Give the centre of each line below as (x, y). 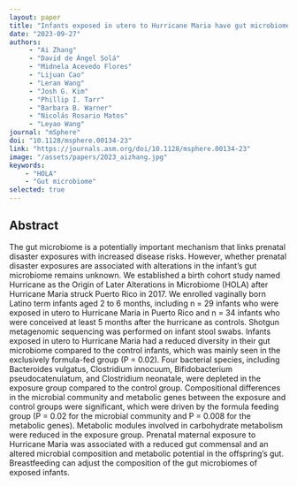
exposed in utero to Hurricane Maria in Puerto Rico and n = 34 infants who (145, 312)
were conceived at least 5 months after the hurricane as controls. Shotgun (145, 322)
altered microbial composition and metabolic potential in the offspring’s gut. (147, 453)
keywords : (27, 165)
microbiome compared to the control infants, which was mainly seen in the (145, 350)
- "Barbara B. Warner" (71, 108)
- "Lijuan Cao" (57, 75)
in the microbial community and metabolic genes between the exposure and (148, 397)
